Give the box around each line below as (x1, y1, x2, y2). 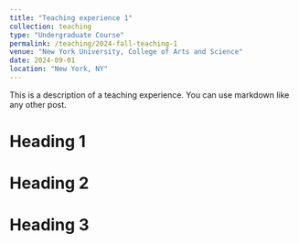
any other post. (9, 99, 67, 110)
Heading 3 (9, 215, 90, 236)
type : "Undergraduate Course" (9, 30, 125, 39)
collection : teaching (9, 22, 92, 31)
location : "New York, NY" (9, 65, 108, 74)
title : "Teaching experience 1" (9, 13, 133, 23)
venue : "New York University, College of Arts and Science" (9, 48, 244, 57)
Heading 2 (9, 173, 90, 194)
